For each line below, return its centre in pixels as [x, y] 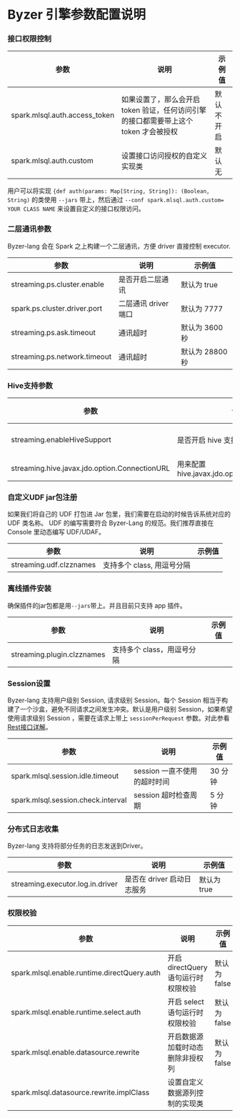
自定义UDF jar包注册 [42, 497]
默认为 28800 [204, 351]
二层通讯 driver [144, 303]
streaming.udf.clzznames [54, 565]
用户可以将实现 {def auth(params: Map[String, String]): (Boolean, [109, 191]
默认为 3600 [202, 327]
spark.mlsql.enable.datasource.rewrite [75, 1052]
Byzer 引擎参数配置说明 [77, 15]
